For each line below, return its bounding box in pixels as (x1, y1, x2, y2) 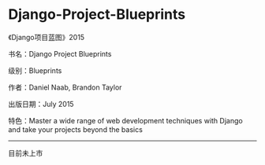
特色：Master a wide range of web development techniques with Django (8, 115, 243, 125)
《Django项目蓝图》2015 (8, 32, 85, 42)
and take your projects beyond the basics (8, 124, 144, 134)
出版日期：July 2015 (8, 99, 74, 108)
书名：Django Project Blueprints (8, 49, 112, 58)
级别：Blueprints (8, 65, 62, 75)
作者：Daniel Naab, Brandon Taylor (8, 82, 122, 92)
